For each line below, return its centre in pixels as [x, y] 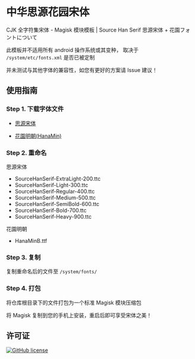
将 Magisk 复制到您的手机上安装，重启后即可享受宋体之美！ [79, 315]
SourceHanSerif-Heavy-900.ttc [53, 216]
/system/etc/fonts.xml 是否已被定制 [51, 57]
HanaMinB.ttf [31, 241]
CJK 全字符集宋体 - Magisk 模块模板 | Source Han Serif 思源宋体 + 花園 [93, 30]
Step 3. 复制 [23, 257]
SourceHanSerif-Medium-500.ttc [55, 198]
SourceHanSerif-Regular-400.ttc [55, 191]
